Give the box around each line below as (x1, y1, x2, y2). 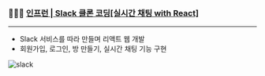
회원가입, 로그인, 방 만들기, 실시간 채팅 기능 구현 (19, 44, 167, 53)
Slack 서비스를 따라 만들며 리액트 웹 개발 (19, 34, 145, 44)
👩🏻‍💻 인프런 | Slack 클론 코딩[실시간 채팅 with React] (8, 7, 200, 18)
